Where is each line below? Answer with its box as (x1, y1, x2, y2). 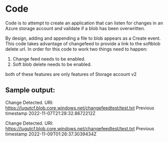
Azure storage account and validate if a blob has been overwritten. (5, 25, 145, 31)
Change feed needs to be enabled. (12, 55, 86, 62)
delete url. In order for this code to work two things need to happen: (5, 46, 148, 52)
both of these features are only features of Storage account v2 (5, 71, 137, 77)
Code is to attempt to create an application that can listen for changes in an (5, 20, 163, 26)
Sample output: (5, 86, 55, 95)
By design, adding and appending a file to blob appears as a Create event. (5, 35, 161, 41)
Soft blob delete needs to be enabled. (12, 61, 92, 67)
